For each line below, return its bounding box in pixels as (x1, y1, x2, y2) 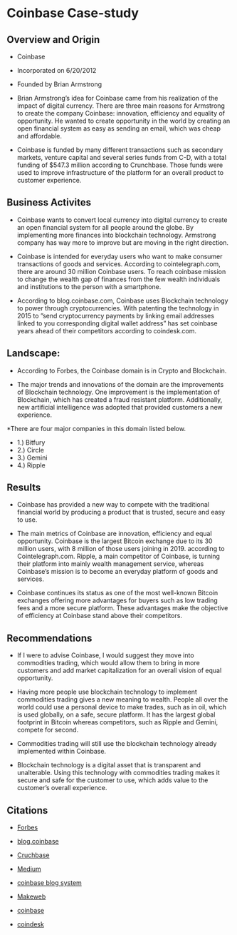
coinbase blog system (16, 879, 83, 887)
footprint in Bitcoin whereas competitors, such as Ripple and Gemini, (16, 718, 218, 727)
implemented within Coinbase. (16, 747, 107, 756)
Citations (6, 804, 48, 817)
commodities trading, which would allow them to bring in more (16, 659, 200, 667)
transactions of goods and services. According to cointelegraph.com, (16, 259, 221, 268)
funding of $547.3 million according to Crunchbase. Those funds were (16, 161, 223, 169)
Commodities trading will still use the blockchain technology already (16, 739, 217, 748)
